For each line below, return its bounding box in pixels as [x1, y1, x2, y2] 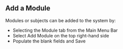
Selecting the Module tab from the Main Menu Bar [12, 27, 118, 33]
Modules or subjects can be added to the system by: [5, 17, 116, 23]
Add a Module [5, 4, 51, 13]
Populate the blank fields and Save [12, 38, 86, 44]
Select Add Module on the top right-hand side [12, 32, 109, 38]
